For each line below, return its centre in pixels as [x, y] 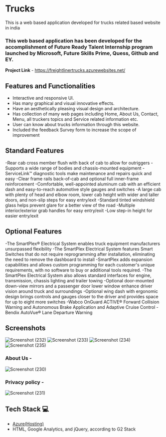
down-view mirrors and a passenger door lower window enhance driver [79, 286]
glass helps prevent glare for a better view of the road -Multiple [70, 205]
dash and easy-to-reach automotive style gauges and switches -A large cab [83, 189]
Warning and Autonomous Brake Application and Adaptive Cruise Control [80, 307]
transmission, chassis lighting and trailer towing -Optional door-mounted [80, 280]
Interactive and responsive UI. [43, 98]
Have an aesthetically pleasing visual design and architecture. [76, 109]
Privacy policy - [24, 382]
